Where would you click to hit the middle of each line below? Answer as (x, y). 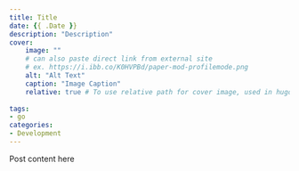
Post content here (42, 159)
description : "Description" (61, 34)
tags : (19, 109)
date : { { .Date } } (43, 26)
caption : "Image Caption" (73, 84)
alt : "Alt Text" (56, 76)
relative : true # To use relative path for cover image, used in (149, 92)
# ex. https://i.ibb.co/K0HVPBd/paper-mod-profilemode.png (137, 68)
